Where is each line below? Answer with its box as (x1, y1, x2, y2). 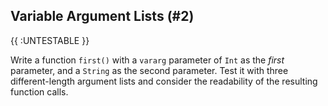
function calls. (10, 85, 69, 98)
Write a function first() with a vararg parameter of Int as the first (10, 54, 285, 66)
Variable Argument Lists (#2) (10, 8, 195, 25)
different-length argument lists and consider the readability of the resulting (10, 75, 318, 87)
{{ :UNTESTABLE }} (10, 34, 90, 46)
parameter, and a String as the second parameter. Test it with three (10, 64, 289, 76)
